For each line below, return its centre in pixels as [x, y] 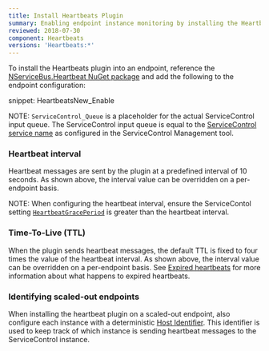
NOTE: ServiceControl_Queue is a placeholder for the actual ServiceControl [131, 116]
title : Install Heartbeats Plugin [66, 16]
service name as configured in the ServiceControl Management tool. [121, 134]
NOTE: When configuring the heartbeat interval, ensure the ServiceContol [130, 204]
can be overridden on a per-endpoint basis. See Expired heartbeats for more [134, 267]
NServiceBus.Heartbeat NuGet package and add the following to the [121, 77]
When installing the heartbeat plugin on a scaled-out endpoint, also [119, 314]
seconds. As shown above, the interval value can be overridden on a [121, 180]
